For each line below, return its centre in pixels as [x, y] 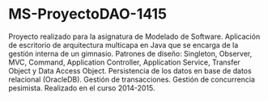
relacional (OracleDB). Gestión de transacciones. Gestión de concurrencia [132, 79]
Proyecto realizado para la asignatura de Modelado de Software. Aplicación [134, 36]
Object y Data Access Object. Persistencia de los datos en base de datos [130, 70]
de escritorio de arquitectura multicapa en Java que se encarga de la [123, 44]
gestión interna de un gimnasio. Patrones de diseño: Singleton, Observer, [130, 53]
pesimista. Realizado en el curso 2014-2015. [82, 88]
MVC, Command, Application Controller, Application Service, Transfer [124, 62]
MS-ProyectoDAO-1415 [88, 14]
